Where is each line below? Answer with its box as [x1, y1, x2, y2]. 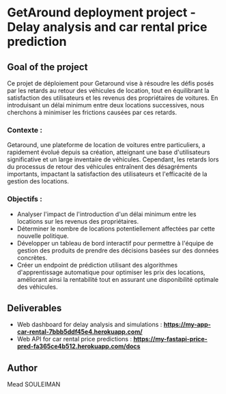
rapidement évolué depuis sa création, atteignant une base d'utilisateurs [7, 148, 210, 157]
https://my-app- [163, 320, 212, 329]
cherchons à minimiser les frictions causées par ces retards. [7, 108, 178, 116]
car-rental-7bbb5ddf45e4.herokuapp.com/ [16, 328, 143, 336]
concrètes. [16, 253, 48, 261]
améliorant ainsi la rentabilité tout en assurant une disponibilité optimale [16, 275, 219, 283]
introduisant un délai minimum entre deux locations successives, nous [7, 101, 205, 109]
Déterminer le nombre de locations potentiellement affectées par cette [16, 224, 215, 233]
